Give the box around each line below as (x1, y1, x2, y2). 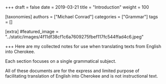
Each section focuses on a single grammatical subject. (5, 58, 116, 64)
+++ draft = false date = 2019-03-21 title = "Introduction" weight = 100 (5, 4, 149, 10)
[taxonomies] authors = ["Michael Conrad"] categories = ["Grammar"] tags (5, 14, 158, 19)
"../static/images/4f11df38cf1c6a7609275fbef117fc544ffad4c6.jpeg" (5, 34, 144, 40)
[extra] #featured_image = (5, 29, 59, 34)
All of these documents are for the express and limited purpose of (5, 68, 140, 74)
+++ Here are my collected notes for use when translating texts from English (5, 43, 162, 49)
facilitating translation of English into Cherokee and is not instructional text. (5, 73, 159, 79)
